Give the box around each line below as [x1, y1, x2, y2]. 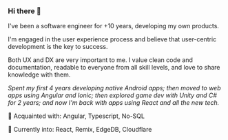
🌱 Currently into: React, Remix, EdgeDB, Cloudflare [8, 126, 152, 134]
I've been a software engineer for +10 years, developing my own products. [8, 22, 220, 30]
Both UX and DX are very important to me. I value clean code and [8, 56, 194, 64]
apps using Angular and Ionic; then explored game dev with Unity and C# [8, 91, 218, 99]
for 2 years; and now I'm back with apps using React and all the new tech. [8, 99, 220, 107]
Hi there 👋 [8, 6, 42, 16]
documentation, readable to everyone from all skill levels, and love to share [8, 63, 220, 72]
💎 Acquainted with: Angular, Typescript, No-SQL [8, 112, 145, 120]
